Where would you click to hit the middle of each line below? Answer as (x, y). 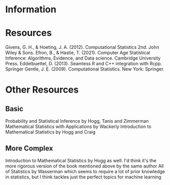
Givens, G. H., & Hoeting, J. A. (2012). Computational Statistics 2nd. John (82, 47)
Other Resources (42, 90)
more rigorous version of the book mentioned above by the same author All (84, 166)
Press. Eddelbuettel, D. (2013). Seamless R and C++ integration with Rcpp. (84, 64)
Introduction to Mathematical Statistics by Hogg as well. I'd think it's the (81, 160)
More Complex (29, 148)
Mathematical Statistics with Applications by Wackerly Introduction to (78, 126)
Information (31, 10)
